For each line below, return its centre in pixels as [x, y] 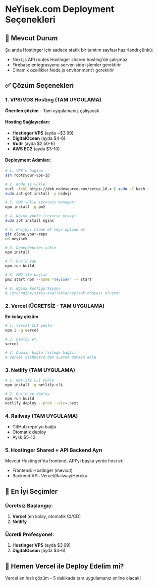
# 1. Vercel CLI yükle [28, 326]
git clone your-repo [26, 234]
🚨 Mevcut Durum [31, 38]
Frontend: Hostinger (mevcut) [42, 470]
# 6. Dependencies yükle [31, 248]
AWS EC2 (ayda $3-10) [36, 149]
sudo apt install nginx [30, 221]
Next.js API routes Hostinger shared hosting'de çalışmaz [70, 60]
